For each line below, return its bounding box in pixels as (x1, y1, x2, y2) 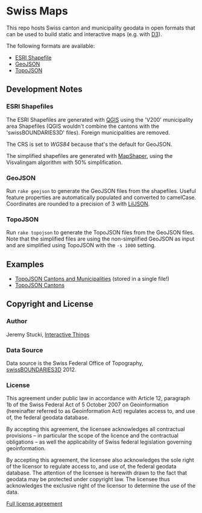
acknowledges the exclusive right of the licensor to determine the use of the (6, 482, 196, 489)
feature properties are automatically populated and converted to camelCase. (6, 194, 197, 201)
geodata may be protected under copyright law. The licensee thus (6, 476, 170, 483)
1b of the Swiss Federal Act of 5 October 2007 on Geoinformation (6, 401, 169, 408)
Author (6, 317, 28, 326)
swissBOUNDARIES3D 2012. (6, 366, 77, 373)
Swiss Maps (6, 4, 68, 18)
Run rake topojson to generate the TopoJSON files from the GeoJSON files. (6, 229, 195, 236)
